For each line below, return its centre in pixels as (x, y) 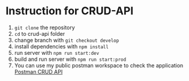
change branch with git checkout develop (67, 40)
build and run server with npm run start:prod (70, 59)
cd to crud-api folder (40, 33)
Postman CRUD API (38, 71)
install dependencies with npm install (61, 46)
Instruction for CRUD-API (70, 11)
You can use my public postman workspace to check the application (99, 65)
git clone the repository (45, 27)
